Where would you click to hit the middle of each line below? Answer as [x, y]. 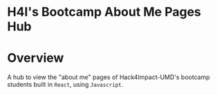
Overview [36, 58]
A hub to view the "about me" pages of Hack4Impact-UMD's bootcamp [108, 77]
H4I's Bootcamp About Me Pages [104, 12]
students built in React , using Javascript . [65, 85]
